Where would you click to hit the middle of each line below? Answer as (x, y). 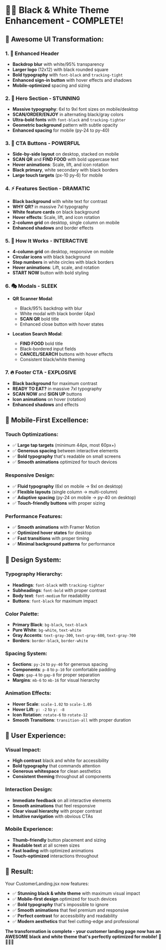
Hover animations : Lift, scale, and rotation (56, 268)
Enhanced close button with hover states (62, 324)
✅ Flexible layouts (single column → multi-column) (65, 492)
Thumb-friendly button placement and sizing (59, 840)
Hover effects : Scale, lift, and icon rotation (56, 217)
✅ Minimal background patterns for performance (64, 544)
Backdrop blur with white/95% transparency (58, 64)
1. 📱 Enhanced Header (32, 53)
